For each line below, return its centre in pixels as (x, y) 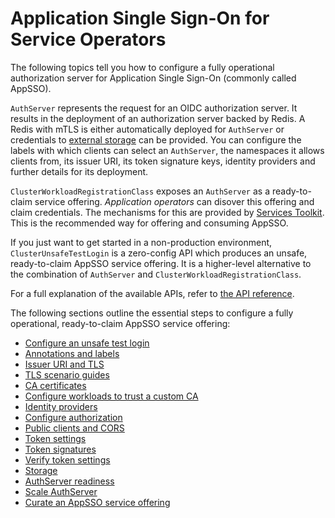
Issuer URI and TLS (64, 364)
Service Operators (88, 39)
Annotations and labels (72, 353)
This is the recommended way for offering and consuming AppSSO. (149, 223)
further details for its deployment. (79, 171)
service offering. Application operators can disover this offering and (174, 201)
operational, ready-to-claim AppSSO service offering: (120, 323)
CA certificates (55, 385)
